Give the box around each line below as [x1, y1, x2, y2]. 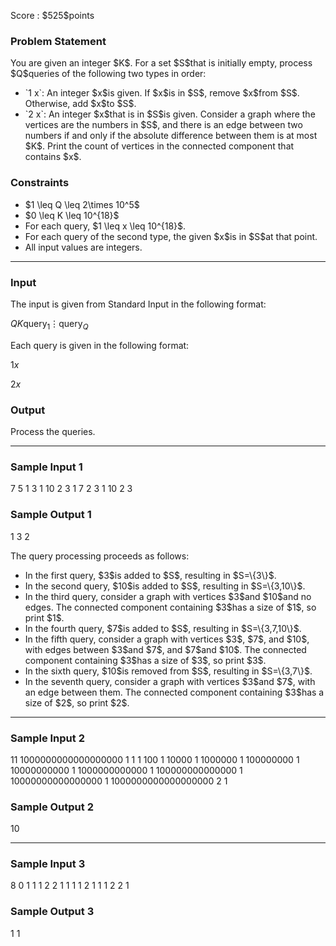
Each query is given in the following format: [10, 339, 190, 351]
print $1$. [24, 611, 65, 624]
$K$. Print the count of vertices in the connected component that [24, 140, 295, 152]
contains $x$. [24, 151, 82, 163]
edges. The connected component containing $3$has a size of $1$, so [24, 601, 317, 613]
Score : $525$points [10, 10, 95, 21]
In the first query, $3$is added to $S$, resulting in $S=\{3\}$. [24, 569, 277, 581]
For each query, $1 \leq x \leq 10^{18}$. [24, 220, 187, 232]
